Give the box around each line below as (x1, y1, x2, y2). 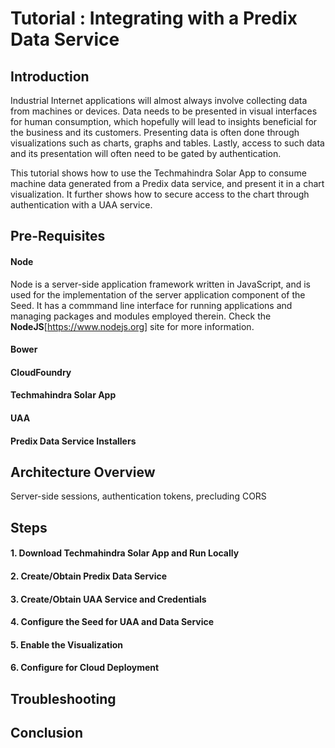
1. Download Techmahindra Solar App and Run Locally (10, 547, 240, 559)
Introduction (10, 68, 90, 85)
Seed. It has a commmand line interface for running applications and (10, 299, 293, 311)
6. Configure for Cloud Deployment (10, 662, 160, 674)
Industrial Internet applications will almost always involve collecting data (10, 95, 308, 106)
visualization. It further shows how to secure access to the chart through (10, 188, 310, 200)
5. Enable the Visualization (10, 638, 123, 651)
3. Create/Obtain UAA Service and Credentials (10, 593, 207, 605)
